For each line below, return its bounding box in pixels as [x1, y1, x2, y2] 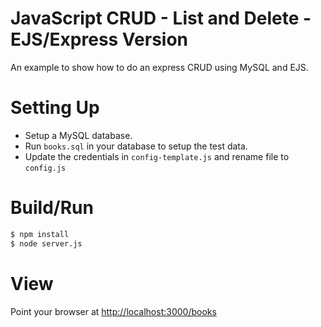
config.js [24, 163, 67, 173]
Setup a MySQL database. [24, 129, 133, 141]
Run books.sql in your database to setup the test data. [24, 140, 248, 152]
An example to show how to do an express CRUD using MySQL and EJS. [10, 61, 309, 73]
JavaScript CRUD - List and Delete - [10, 7, 312, 30]
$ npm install [10, 229, 70, 239]
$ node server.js [10, 238, 83, 249]
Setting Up [10, 97, 100, 119]
